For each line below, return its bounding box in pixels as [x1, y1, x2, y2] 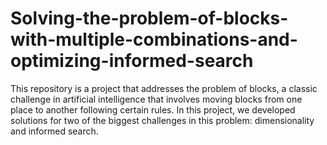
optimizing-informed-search [10, 50, 254, 72]
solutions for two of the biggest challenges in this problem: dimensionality [10, 114, 315, 126]
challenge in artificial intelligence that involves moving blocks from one [10, 93, 303, 105]
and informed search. [10, 125, 99, 137]
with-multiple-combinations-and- [10, 28, 298, 51]
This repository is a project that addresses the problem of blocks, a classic [10, 82, 318, 94]
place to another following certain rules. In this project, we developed [10, 103, 296, 116]
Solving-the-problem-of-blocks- [10, 7, 289, 30]
